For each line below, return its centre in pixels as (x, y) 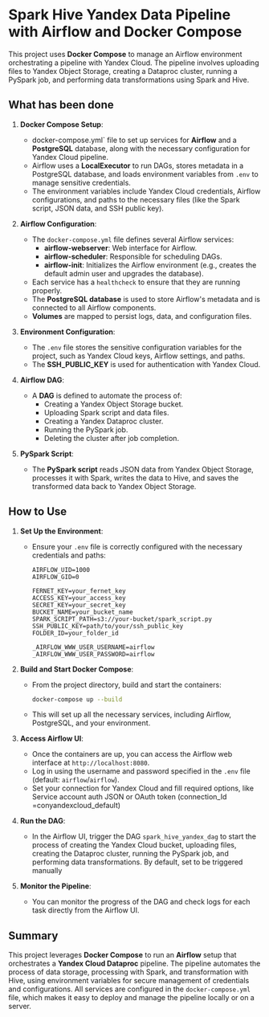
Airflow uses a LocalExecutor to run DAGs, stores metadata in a (138, 165)
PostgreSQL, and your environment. (91, 723)
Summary (33, 935)
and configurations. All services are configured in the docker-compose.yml (130, 989)
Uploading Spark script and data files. (106, 412)
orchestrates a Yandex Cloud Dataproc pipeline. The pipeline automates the (134, 964)
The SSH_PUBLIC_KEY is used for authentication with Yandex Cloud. (146, 364)
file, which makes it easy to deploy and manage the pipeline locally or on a (131, 998)
